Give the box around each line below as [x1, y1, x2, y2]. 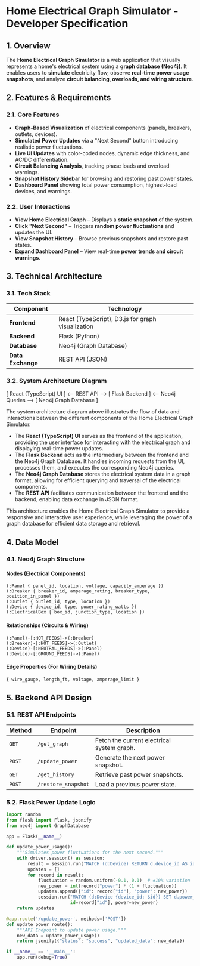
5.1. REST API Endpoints [6, 711, 76, 719]
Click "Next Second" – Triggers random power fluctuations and [14, 222, 174, 229]
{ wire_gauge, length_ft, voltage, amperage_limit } [6, 676, 140, 683]
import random [6, 811, 42, 817]
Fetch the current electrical [95, 736, 171, 744]
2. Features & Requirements [6, 92, 111, 103]
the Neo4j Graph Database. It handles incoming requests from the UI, [14, 458, 185, 465]
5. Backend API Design [6, 693, 92, 703]
